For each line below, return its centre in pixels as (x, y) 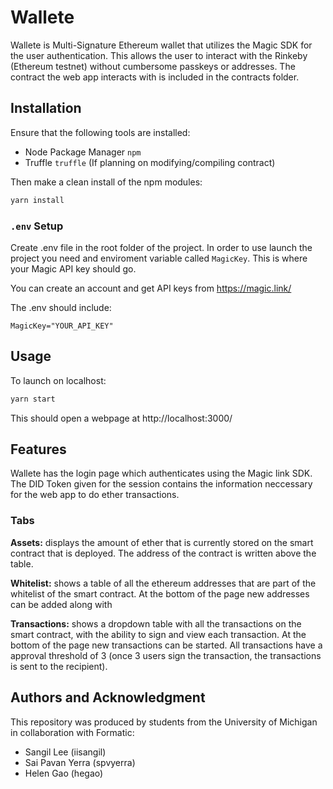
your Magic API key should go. (73, 268)
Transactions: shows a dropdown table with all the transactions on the (156, 623)
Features (38, 449)
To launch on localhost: (58, 380)
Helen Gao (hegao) (64, 773)
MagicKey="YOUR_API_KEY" (62, 326)
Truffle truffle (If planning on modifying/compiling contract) (150, 162)
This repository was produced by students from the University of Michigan (164, 722)
